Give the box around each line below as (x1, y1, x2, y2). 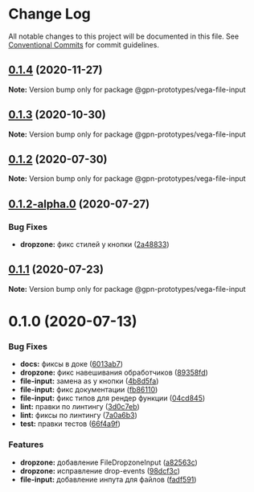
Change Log (8, 5, 91, 23)
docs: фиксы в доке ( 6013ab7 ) (19, 359, 123, 369)
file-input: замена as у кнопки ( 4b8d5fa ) (19, 376, 159, 386)
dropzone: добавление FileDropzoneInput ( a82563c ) (19, 457, 199, 467)
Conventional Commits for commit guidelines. (8, 39, 159, 49)
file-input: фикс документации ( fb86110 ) (19, 385, 158, 395)
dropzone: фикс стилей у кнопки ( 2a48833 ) (19, 240, 170, 249)
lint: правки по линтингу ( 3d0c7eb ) (19, 402, 141, 412)
